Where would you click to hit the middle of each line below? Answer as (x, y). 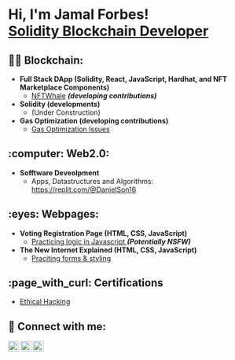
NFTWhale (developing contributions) (94, 96)
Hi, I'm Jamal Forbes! (79, 15)
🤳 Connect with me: (57, 327)
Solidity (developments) (60, 104)
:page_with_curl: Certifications (86, 283)
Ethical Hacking (45, 302)
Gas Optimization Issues (70, 129)
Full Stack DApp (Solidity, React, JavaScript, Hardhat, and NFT (123, 79)
